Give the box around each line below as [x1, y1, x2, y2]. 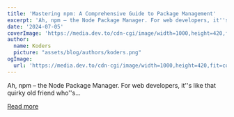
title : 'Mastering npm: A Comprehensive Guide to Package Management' [7, 10, 217, 17]
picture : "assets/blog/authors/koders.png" [13, 49, 141, 56]
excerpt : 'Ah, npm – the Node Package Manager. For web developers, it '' [7, 17, 226, 24]
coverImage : [7, 29, 42, 37]
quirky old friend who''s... [7, 88, 81, 97]
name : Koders [13, 42, 52, 49]
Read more [7, 102, 39, 110]
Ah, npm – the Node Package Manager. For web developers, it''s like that [7, 81, 217, 89]
